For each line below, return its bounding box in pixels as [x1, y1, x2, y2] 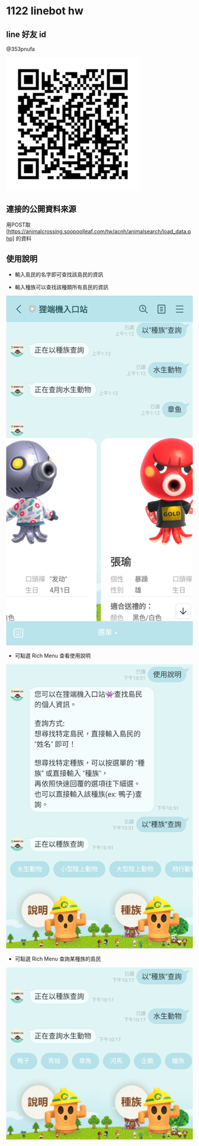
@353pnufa [6, 46, 36, 52]
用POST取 [6, 221, 31, 228]
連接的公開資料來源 [6, 204, 76, 215]
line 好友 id [6, 29, 46, 39]
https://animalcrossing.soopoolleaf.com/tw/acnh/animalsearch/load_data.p [8, 228, 191, 235]
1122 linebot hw [6, 4, 84, 18]
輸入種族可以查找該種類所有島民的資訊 [14, 284, 108, 291]
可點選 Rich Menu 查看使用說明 [14, 652, 91, 659]
